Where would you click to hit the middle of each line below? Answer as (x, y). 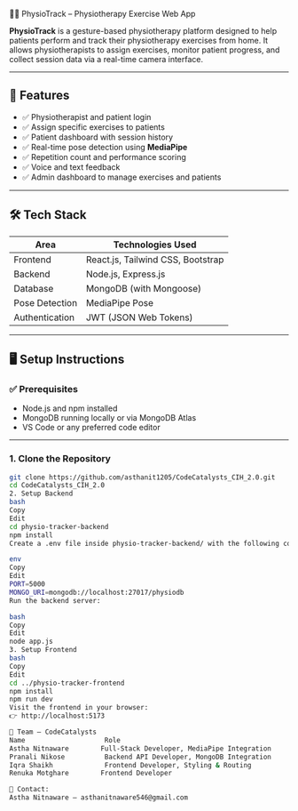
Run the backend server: (55, 600)
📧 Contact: (29, 790)
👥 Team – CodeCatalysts (53, 732)
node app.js (31, 642)
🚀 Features (39, 96)
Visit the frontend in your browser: (79, 708)
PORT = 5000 (27, 584)
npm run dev (31, 699)
